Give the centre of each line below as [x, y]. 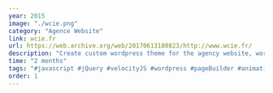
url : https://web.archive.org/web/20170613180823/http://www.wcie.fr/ [130, 46]
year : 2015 [27, 16]
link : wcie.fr [32, 38]
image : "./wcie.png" [43, 23]
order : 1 [23, 76]
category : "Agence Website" [56, 31]
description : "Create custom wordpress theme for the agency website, [130, 53]
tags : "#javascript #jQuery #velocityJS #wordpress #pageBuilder [121, 69]
